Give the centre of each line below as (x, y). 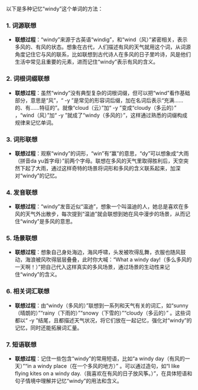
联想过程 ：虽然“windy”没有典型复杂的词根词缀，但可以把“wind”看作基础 (102, 93)
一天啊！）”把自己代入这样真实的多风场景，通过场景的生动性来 (90, 267)
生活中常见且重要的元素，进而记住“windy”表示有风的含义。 (86, 62)
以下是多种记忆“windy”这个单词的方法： (55, 9)
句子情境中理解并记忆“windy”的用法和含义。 (68, 381)
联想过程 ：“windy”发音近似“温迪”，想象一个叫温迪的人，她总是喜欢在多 (102, 207)
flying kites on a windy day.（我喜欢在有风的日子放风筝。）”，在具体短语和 (103, 373)
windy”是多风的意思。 (49, 221)
